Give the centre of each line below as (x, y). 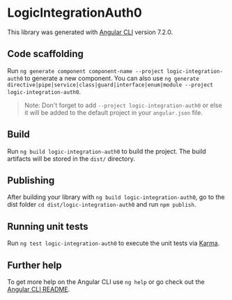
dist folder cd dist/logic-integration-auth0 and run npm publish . (102, 205)
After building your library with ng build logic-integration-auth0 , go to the (116, 197)
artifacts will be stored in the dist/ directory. (71, 159)
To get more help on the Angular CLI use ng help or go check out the (106, 282)
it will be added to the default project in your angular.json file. (114, 112)
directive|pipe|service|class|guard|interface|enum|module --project (110, 85)
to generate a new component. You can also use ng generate (112, 78)
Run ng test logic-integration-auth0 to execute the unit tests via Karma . (114, 243)
